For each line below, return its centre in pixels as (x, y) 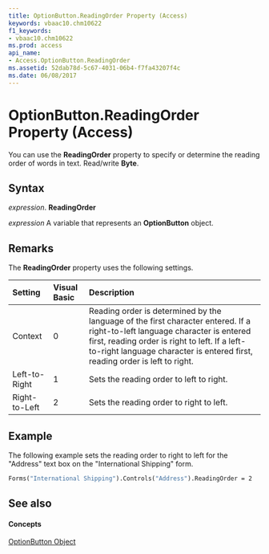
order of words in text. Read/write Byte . (74, 163)
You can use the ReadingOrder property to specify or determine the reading (134, 154)
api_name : (25, 53)
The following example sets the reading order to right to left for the (118, 455)
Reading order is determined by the (155, 312)
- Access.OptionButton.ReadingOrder (69, 61)
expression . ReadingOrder (52, 208)
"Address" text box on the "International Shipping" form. (101, 464)
